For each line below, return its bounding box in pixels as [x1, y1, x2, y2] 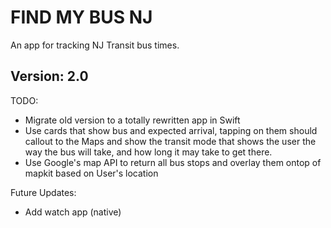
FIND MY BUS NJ [10, 6, 153, 29]
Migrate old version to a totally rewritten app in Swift [24, 114, 241, 126]
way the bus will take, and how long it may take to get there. [24, 146, 273, 158]
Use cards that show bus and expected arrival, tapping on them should [24, 124, 318, 136]
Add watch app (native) [24, 206, 122, 218]
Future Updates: [10, 186, 77, 198]
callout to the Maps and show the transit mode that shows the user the [24, 135, 317, 147]
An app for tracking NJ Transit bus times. [10, 39, 180, 51]
